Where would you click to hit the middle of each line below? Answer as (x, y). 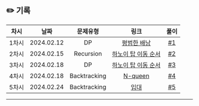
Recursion (88, 53)
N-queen (137, 76)
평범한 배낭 (136, 43)
